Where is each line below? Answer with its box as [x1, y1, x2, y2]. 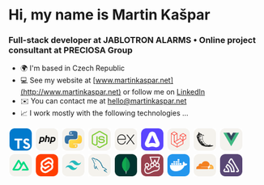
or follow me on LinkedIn [122, 87, 206, 97]
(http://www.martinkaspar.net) [19, 87, 121, 97]
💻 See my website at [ [19, 75, 96, 86]
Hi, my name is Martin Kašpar [8, 6, 211, 24]
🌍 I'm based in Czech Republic [19, 63, 126, 74]
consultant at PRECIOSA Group [8, 44, 134, 56]
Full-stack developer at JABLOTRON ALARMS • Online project [8, 35, 257, 46]
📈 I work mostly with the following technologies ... [19, 108, 189, 118]
